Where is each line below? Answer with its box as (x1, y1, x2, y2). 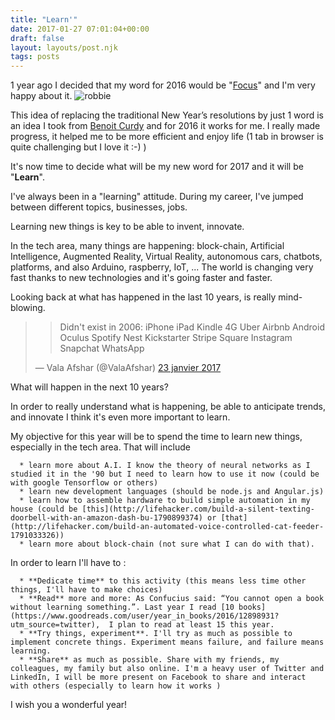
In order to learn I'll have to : (10, 557, 127, 569)
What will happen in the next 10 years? (10, 381, 169, 393)
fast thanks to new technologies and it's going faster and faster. (10, 272, 273, 284)
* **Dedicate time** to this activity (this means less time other (19, 576, 307, 586)
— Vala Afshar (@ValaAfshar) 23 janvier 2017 (34, 362, 222, 374)
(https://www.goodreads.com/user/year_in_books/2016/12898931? (10, 611, 280, 621)
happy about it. (10, 90, 73, 102)
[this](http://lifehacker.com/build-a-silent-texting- (81, 504, 315, 515)
